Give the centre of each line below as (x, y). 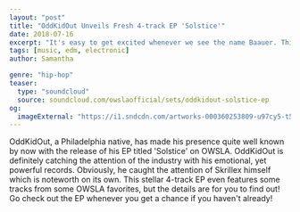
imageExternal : (46, 117)
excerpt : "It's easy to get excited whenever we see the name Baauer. (143, 42)
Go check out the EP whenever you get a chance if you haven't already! (141, 199)
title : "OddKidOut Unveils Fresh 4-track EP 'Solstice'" (117, 26)
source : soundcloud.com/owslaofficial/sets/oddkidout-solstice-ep (143, 100)
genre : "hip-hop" (42, 75)
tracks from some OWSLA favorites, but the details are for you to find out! (145, 189)
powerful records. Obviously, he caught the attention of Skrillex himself (140, 170)
